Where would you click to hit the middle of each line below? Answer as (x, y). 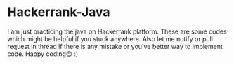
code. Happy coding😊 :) (43, 54)
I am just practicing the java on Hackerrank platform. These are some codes (117, 31)
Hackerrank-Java (59, 12)
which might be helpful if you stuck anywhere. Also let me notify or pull (110, 38)
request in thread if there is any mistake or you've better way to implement (115, 46)
